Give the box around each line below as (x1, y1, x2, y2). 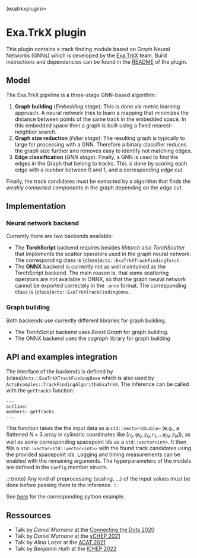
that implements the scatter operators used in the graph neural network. (14, 250, 192, 258)
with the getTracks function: (6, 386, 75, 394)
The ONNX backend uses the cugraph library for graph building (14, 335, 170, 342)
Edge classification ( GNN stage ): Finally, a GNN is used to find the (14, 153, 179, 160)
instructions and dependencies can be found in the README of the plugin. (6, 58, 188, 65)
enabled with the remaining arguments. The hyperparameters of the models (6, 457, 192, 465)
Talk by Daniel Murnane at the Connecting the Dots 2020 (14, 526, 155, 534)
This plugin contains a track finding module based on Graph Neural (6, 45, 170, 52)
